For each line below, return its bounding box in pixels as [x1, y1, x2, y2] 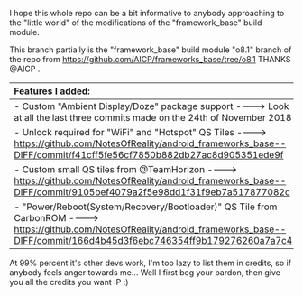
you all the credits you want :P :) [9, 277, 129, 287]
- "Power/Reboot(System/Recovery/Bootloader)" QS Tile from [14, 200, 278, 213]
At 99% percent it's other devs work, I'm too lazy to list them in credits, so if [9, 257, 291, 268]
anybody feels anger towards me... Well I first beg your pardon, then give [9, 267, 281, 278]
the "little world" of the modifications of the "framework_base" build [9, 17, 262, 28]
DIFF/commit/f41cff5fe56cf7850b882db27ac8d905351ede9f [14, 149, 284, 161]
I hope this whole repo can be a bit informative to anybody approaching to [9, 8, 285, 18]
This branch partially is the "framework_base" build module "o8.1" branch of [9, 44, 292, 55]
